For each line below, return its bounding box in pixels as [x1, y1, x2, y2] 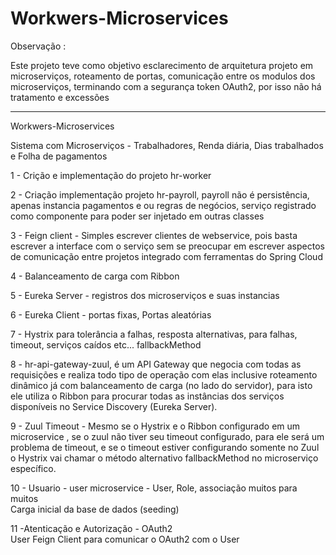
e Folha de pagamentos [10, 150, 108, 162]
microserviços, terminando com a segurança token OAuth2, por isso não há [10, 80, 322, 92]
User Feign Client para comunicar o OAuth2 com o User [10, 533, 240, 545]
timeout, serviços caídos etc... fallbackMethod [10, 338, 202, 351]
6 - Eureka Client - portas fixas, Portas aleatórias [10, 308, 212, 321]
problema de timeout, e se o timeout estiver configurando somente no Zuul [10, 441, 320, 453]
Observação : [10, 40, 67, 52]
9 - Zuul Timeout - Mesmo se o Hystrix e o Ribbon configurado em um [10, 420, 301, 432]
